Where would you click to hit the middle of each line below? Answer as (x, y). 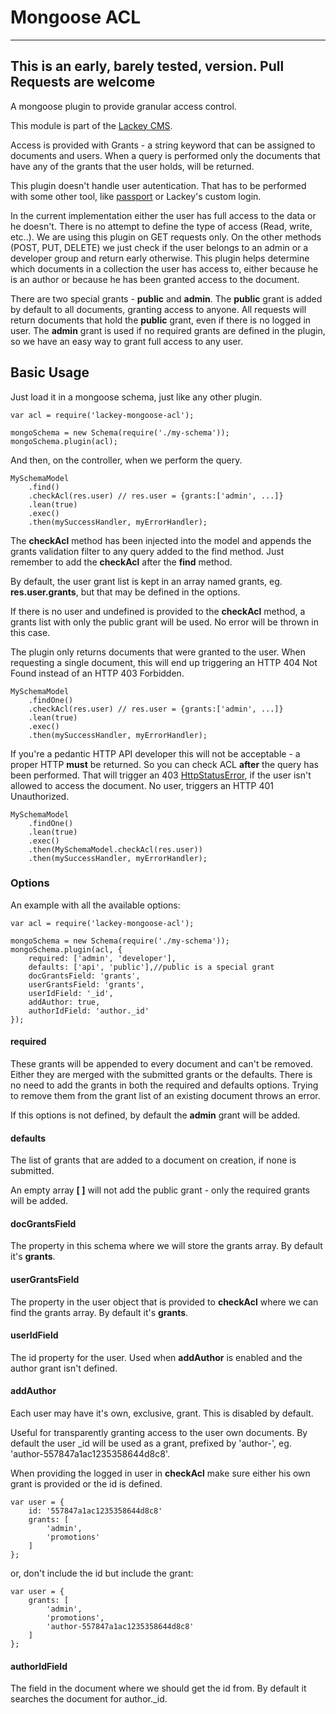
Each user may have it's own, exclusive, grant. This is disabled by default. (162, 1413)
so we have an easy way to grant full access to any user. (126, 341)
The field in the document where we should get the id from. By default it (158, 1688)
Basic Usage (50, 372)
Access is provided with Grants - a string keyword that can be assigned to (163, 145)
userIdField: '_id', (71, 993)
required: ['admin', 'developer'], (102, 958)
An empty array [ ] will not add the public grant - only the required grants (160, 1190)
